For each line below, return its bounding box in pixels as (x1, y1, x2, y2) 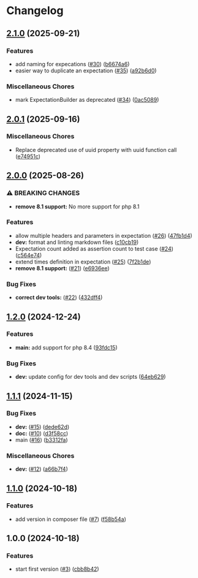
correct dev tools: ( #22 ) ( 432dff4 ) (15, 294, 103, 301)
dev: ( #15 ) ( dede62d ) (15, 423, 70, 430)
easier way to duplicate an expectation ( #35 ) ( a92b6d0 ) (15, 67, 157, 74)
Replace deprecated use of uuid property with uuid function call (15, 146, 177, 153)
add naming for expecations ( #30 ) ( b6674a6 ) (15, 60, 130, 67)
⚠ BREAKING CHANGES (6, 189, 80, 197)
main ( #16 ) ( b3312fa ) (15, 436, 69, 443)
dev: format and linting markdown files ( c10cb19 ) (15, 238, 139, 246)
